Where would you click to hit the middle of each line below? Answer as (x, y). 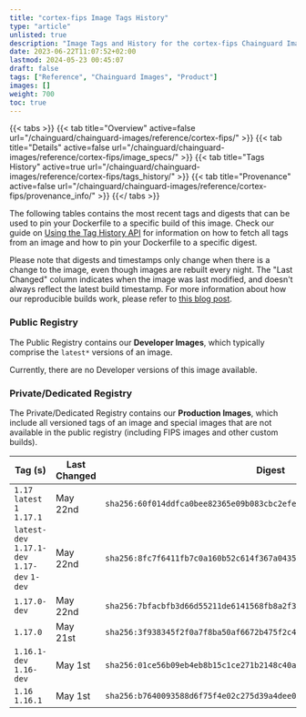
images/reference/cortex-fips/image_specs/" (94, 157)
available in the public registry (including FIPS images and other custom (144, 432)
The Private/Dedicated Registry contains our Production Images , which (144, 413)
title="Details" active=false (60, 147)
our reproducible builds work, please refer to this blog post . (121, 299)
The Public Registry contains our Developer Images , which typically (138, 342)
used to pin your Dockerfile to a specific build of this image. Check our (142, 223)
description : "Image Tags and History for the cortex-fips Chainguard (146, 43)
